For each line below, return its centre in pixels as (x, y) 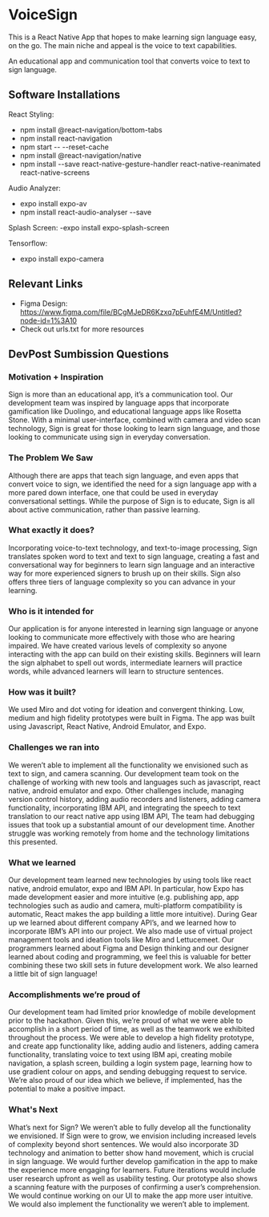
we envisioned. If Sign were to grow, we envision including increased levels (132, 1136)
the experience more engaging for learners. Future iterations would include (132, 1170)
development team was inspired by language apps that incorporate (119, 403)
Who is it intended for (51, 611)
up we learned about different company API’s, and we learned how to (122, 923)
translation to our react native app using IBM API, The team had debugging (131, 816)
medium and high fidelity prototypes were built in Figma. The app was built (132, 718)
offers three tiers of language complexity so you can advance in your (122, 582)
